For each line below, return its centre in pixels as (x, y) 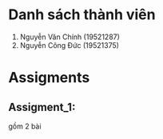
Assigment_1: (42, 107)
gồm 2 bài (25, 126)
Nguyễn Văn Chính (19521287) (70, 37)
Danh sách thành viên (82, 15)
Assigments (49, 78)
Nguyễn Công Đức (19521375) (70, 45)
